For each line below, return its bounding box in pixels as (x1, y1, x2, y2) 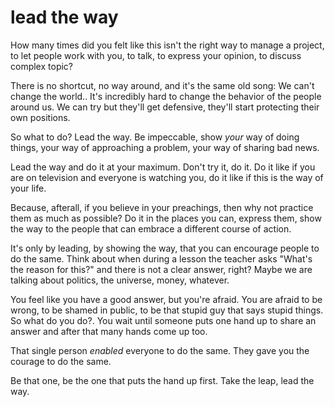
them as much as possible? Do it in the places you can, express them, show (10, 212, 322, 224)
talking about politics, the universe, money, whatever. (10, 274, 230, 286)
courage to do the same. (10, 355, 112, 367)
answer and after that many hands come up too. (10, 325, 208, 337)
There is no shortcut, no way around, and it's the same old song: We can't (10, 79, 315, 91)
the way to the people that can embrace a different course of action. (10, 222, 292, 235)
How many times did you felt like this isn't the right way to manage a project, (10, 39, 325, 51)
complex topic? (10, 60, 74, 72)
